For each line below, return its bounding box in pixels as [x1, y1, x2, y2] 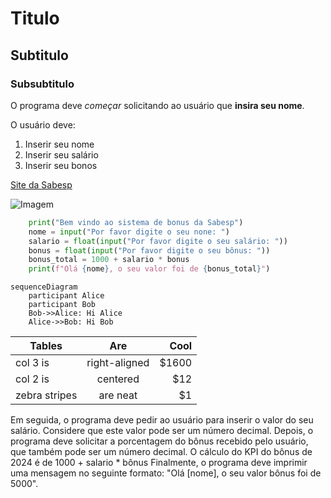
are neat [98, 388, 138, 402]
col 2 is [15, 372, 50, 386]
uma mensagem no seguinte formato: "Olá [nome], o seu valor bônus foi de [10, 467, 322, 479]
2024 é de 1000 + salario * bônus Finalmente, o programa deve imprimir [10, 457, 308, 469]
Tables [29, 339, 63, 353]
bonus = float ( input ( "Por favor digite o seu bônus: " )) [28, 245, 271, 256]
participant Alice [28, 291, 105, 301]
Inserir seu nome [24, 138, 95, 150]
